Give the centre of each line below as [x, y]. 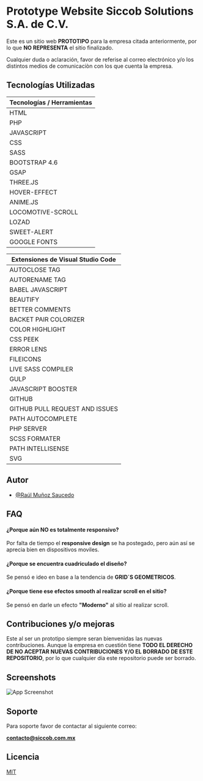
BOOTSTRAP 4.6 [34, 162]
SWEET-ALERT [31, 232]
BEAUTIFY [24, 299]
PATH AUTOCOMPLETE [43, 419]
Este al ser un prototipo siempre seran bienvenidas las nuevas [84, 639]
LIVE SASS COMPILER [41, 369]
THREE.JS [24, 182]
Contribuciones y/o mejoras [61, 624]
